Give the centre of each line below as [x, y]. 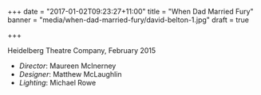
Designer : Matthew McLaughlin [70, 74]
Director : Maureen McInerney [67, 66]
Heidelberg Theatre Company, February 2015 [82, 50]
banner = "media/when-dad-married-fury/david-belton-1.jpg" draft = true [128, 20]
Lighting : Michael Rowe [57, 83]
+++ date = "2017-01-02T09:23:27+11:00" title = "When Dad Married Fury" [130, 11]
